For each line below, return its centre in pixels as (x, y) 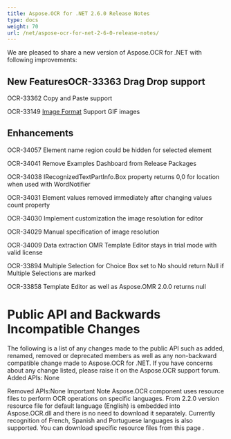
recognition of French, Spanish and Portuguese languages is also (100, 420)
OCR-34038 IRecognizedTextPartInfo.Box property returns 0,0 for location (113, 176)
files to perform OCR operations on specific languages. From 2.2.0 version (113, 398)
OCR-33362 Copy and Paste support (60, 98)
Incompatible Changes (74, 329)
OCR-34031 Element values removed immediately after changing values (110, 197)
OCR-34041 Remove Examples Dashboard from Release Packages (102, 163)
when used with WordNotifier (49, 184)
